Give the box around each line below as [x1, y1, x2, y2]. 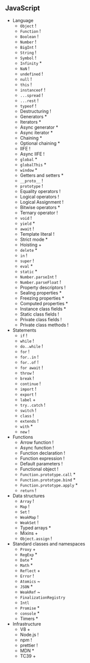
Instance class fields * [20, 306, 66, 312]
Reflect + [20, 567, 40, 574]
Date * [20, 556, 33, 562]
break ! [20, 375, 34, 381]
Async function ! [20, 444, 54, 450]
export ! [20, 391, 37, 397]
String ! [20, 49, 37, 55]
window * [20, 167, 38, 173]
